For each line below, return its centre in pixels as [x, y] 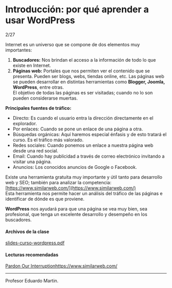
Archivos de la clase [27, 232]
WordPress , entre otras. [38, 87]
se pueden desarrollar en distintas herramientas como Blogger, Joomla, [89, 82]
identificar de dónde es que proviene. [45, 199]
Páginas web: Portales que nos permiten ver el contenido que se [81, 71]
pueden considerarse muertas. [45, 98]
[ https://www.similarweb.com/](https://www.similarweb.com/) [71, 188]
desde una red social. [36, 150]
